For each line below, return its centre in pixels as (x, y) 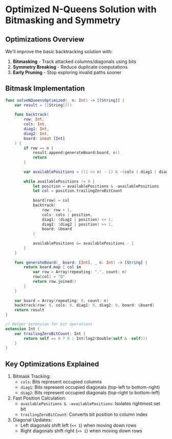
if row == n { (39, 148)
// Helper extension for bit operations (49, 324)
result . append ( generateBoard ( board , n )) (76, 153)
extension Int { (23, 329)
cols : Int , (35, 124)
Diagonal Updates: (32, 420)
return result (29, 310)
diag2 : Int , (37, 134)
